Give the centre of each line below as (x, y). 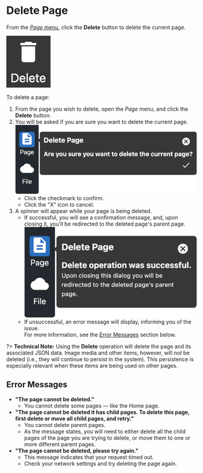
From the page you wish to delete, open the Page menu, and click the (101, 109)
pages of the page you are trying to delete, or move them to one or (107, 438)
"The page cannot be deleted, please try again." (77, 451)
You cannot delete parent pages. (65, 425)
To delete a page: (28, 97)
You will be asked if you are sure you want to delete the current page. (101, 122)
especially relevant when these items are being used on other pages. (92, 366)
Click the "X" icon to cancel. (59, 205)
